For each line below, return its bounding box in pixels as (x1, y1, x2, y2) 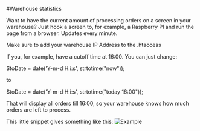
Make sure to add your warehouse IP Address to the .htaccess (6, 42, 161, 48)
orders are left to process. (6, 106, 71, 113)
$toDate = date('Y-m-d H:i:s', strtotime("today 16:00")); (6, 88, 144, 95)
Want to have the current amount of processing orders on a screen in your (6, 17, 192, 24)
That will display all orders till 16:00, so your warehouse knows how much (6, 100, 189, 107)
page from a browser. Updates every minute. (6, 30, 118, 37)
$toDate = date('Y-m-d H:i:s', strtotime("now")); (6, 65, 125, 72)
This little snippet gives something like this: (6, 118, 114, 125)
